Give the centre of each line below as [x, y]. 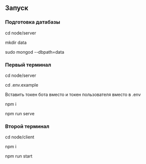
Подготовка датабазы [33, 22]
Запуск [17, 8]
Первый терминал [28, 65]
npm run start [19, 156]
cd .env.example [22, 85]
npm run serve [20, 113]
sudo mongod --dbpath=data [35, 52]
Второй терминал [27, 126]
